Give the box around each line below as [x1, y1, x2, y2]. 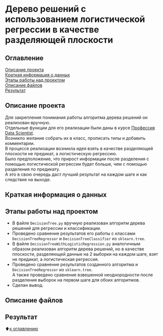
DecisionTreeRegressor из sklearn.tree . [12, 267, 93, 273]
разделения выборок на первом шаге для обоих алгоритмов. [12, 277, 140, 283]
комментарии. [5, 140, 35, 146]
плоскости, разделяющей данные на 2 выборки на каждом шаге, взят [12, 251, 158, 257]
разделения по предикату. [5, 166, 60, 172]
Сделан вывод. [12, 282, 44, 288]
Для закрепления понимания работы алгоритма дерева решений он [5, 114, 148, 120]
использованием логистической [5, 14, 145, 25]
